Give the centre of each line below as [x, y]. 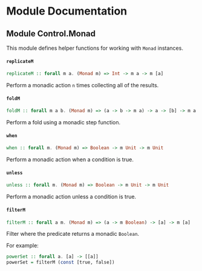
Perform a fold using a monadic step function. [64, 122]
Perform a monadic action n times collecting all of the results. [83, 85]
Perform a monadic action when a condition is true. [70, 159]
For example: [23, 246]
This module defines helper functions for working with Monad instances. [95, 48]
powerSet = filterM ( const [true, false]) [60, 263]
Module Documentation [67, 11]
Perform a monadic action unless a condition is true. [71, 197]
